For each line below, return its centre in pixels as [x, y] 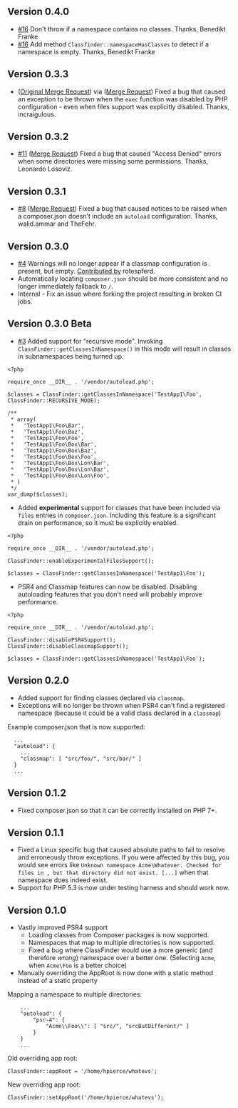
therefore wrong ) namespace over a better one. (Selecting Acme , [122, 958]
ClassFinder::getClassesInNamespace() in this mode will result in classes [124, 349]
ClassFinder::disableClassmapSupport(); [68, 646]
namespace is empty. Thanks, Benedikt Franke [86, 51]
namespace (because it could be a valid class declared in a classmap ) [119, 713]
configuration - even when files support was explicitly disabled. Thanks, [123, 106]
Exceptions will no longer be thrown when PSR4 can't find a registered [121, 705]
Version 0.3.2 [38, 137]
